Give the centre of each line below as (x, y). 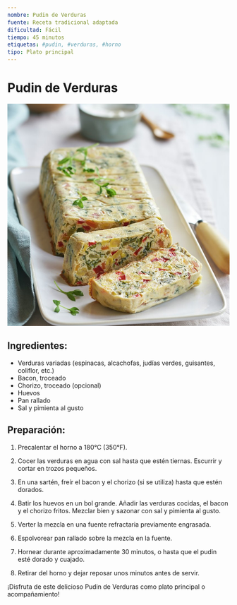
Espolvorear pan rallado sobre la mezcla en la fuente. (95, 538)
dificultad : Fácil (34, 30)
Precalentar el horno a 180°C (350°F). (72, 447)
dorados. (31, 489)
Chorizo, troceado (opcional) (59, 385)
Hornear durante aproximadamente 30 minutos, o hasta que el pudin (117, 551)
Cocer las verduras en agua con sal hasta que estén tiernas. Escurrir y (120, 461)
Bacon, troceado (42, 378)
